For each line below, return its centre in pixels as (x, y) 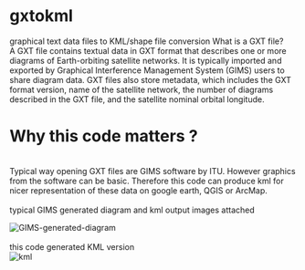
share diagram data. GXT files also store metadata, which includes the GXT (151, 79)
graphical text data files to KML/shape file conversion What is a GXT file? (147, 41)
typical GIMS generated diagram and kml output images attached (132, 210)
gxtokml (41, 16)
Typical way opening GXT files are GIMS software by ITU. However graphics (152, 171)
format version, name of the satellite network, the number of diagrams (142, 89)
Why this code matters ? (104, 136)
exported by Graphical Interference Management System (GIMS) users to (147, 70)
